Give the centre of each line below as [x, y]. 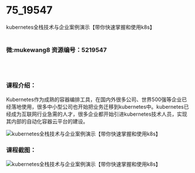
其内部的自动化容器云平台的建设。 [47, 121]
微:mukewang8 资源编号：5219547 [57, 50]
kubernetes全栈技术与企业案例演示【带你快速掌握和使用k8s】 [81, 27]
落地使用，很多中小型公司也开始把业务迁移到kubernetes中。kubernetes [97, 106]
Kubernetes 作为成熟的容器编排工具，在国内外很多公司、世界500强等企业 [94, 99]
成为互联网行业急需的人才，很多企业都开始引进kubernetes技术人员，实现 [99, 114]
